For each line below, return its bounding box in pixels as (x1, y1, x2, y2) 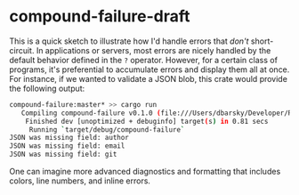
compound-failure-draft (9, 6, 190, 27)
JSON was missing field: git (9, 150, 117, 159)
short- (250, 36, 274, 46)
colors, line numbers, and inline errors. (9, 175, 151, 186)
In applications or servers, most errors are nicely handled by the (36, 45, 271, 55)
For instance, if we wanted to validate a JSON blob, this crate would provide (9, 73, 287, 84)
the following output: (9, 83, 85, 93)
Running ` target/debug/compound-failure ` (28, 125, 185, 134)
